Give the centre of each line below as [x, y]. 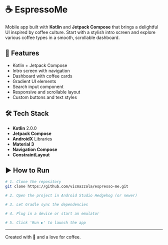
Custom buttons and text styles [45, 97]
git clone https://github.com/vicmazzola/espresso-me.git [67, 186]
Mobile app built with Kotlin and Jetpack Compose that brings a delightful [82, 27]
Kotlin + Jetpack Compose [40, 65]
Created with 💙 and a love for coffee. [43, 237]
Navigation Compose [35, 149]
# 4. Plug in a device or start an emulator [52, 213]
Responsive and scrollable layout [46, 92]
